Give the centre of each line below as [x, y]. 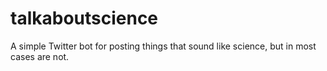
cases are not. [40, 56]
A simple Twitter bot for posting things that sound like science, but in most [163, 46]
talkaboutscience [84, 18]
